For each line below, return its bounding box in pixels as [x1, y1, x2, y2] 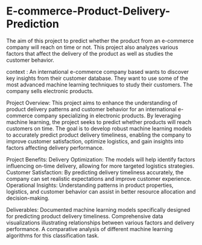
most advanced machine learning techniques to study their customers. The [6, 80, 193, 88]
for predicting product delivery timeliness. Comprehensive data [6, 212, 163, 220]
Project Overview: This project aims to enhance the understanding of [6, 99, 178, 106]
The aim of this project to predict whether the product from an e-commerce [6, 37, 194, 44]
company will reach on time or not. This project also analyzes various [6, 44, 178, 51]
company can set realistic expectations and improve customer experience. [6, 175, 192, 182]
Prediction [6, 17, 59, 31]
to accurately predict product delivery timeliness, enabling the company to [6, 131, 191, 139]
